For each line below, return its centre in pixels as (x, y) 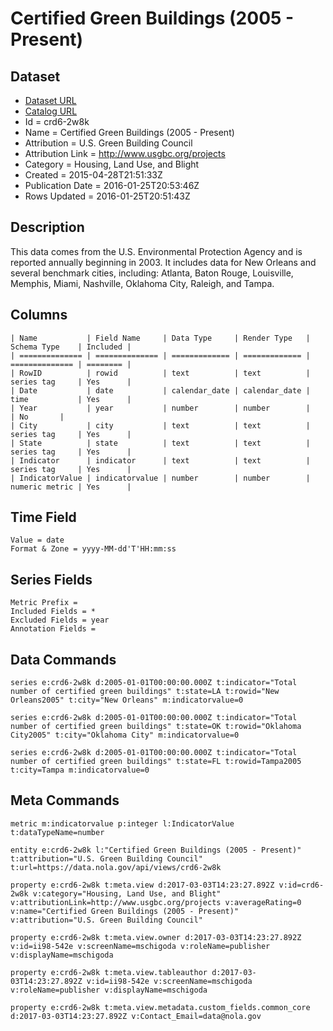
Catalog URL (51, 111)
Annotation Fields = (53, 629)
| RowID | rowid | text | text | (160, 373)
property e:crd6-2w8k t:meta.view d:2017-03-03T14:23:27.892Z (142, 885)
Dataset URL (50, 100)
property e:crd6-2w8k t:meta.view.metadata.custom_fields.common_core (160, 1007)
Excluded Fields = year (60, 620)
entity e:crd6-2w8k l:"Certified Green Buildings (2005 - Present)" (156, 850)
